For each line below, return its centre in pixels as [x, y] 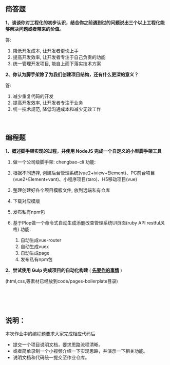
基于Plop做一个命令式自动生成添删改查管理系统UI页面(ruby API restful [87, 222]
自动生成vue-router [41, 240]
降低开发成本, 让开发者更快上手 [45, 51]
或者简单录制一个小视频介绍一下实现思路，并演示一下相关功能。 [80, 351]
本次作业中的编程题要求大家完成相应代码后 [50, 334]
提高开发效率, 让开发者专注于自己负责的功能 [59, 57]
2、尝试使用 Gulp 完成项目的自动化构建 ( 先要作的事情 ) [64, 270]
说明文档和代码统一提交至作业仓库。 [51, 357]
